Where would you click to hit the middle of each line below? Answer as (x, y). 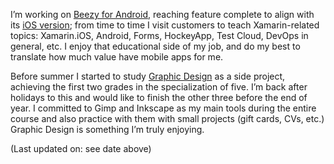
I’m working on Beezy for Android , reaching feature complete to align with (162, 14)
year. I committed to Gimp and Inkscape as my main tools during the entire (163, 108)
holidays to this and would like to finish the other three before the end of (159, 97)
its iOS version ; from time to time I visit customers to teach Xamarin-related (165, 25)
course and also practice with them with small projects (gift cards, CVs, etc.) (167, 118)
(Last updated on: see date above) (81, 148)
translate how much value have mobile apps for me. (117, 57)
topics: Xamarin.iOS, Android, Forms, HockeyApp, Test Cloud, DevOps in (159, 35)
